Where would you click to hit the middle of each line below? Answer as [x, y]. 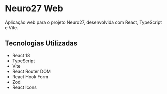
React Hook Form [30, 76]
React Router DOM [32, 71]
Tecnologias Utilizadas [41, 44]
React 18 [21, 55]
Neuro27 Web [34, 9]
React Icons [25, 87]
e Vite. [12, 27]
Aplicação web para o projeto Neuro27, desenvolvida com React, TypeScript [83, 22]
